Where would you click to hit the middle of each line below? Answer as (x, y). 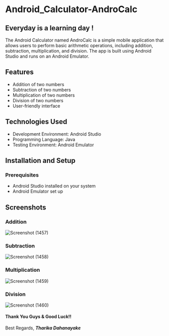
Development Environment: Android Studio (57, 134)
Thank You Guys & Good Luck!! (38, 317)
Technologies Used (36, 122)
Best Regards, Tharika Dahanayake (43, 328)
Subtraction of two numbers (42, 90)
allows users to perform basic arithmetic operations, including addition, (79, 46)
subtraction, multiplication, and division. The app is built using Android (78, 51)
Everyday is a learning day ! (50, 28)
